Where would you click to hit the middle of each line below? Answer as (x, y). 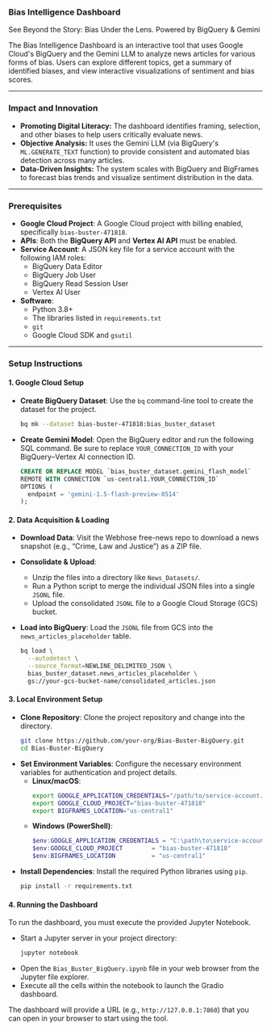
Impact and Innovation (53, 108)
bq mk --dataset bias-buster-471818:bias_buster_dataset (118, 424)
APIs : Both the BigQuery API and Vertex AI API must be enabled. (129, 240)
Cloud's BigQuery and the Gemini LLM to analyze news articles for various (132, 54)
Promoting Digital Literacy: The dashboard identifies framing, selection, (140, 126)
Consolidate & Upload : (58, 562)
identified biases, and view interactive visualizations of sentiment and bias (132, 71)
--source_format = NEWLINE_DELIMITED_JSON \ (100, 666)
